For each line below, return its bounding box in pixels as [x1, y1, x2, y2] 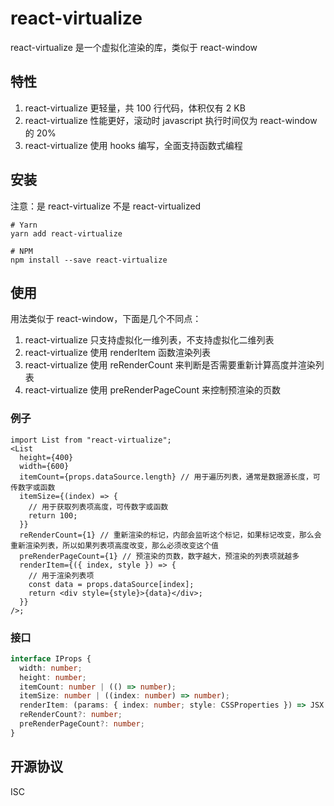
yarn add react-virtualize [10, 228, 123, 239]
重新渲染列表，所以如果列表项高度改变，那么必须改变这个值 [10, 540, 219, 551]
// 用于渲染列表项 [28, 570, 95, 581]
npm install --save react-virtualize [10, 255, 168, 265]
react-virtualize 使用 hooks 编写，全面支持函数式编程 [24, 139, 243, 151]
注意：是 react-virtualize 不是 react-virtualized [10, 200, 202, 212]
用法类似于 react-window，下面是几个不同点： [10, 313, 202, 325]
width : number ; [19, 663, 83, 673]
